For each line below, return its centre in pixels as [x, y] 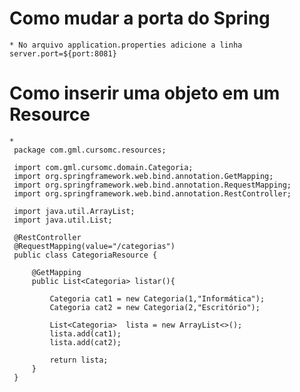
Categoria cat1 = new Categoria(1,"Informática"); [157, 298]
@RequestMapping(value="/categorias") [94, 246]
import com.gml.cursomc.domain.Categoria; [103, 167]
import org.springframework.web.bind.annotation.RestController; [152, 193]
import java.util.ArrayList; [74, 211]
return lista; [79, 360]
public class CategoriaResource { [85, 255]
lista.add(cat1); [85, 333]
